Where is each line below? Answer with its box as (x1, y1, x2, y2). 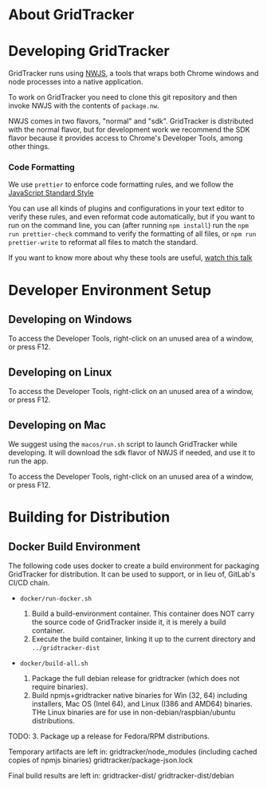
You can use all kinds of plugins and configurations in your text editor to (8, 203, 245, 213)
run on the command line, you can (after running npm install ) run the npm (8, 221, 249, 230)
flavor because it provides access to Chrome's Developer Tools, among (8, 133, 243, 143)
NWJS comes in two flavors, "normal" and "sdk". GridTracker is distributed (8, 116, 253, 126)
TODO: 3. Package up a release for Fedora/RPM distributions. (8, 731, 210, 741)
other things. (8, 142, 50, 152)
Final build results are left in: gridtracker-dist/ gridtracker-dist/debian (8, 771, 234, 781)
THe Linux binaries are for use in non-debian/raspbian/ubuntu (31, 707, 236, 717)
